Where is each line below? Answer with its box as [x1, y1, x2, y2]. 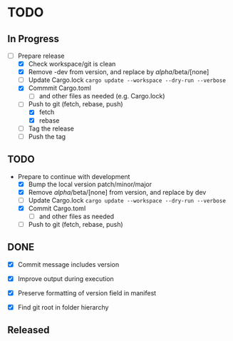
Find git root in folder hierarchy [17, 302, 109, 311]
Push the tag [28, 132, 66, 141]
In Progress [7, 33, 59, 45]
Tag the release [28, 124, 75, 133]
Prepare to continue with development [17, 172, 130, 180]
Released [7, 324, 50, 336]
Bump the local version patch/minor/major [28, 180, 152, 188]
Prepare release [17, 51, 65, 60]
